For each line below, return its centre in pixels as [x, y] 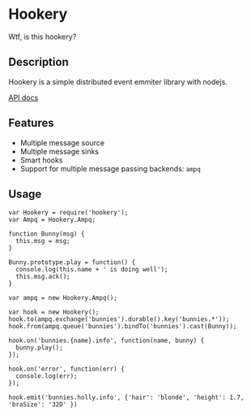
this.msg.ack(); [43, 277]
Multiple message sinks [60, 151]
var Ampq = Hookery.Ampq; [52, 220]
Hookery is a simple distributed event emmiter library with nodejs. [118, 81]
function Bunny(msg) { [47, 234]
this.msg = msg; [43, 241]
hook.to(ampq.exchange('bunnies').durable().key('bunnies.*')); [119, 319]
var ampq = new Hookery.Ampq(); [63, 298]
